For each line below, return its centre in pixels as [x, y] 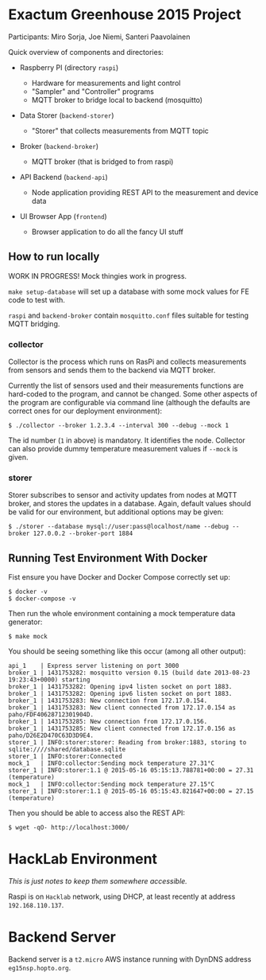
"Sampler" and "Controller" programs [93, 91]
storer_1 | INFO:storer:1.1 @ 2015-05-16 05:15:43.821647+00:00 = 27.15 [131, 791]
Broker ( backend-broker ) [59, 146]
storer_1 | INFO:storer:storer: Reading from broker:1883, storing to [127, 743]
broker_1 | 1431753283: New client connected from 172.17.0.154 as [122, 708]
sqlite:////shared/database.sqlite [67, 750]
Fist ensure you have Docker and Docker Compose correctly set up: [119, 577]
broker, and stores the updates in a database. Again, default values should [130, 504]
